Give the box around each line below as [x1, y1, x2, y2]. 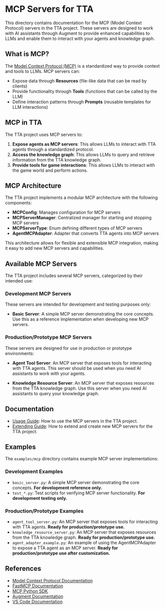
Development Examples [5, 468, 63, 475]
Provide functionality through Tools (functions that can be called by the [12, 88, 158, 94]
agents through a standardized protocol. [12, 146, 95, 152]
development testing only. [12, 495, 67, 501]
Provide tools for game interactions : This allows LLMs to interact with [12, 162, 155, 168]
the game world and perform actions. [12, 167, 88, 173]
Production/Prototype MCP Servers [5, 334, 92, 341]
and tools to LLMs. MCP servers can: [5, 68, 80, 74]
